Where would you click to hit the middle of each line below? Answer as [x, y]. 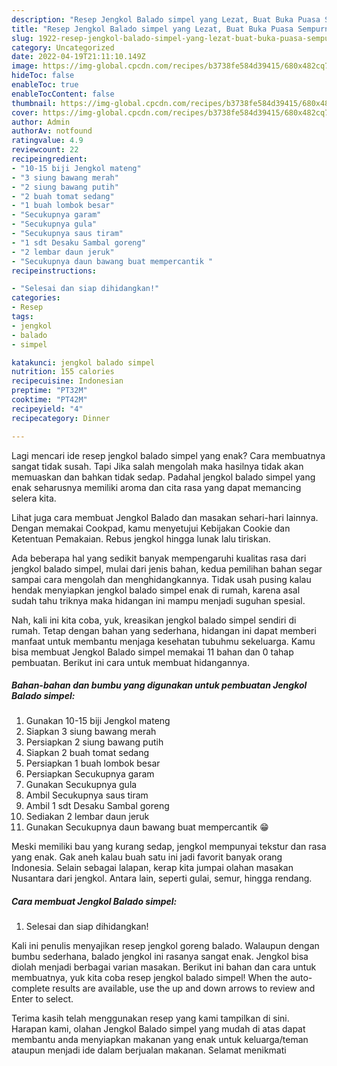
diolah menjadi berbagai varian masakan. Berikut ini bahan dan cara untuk [164, 967]
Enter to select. [42, 999]
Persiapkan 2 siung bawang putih [94, 742]
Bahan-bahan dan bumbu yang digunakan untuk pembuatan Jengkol [159, 685]
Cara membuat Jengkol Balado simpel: [94, 902]
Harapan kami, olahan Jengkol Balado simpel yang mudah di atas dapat [158, 1029]
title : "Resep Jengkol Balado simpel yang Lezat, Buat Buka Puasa [152, 29]
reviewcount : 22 [45, 150]
